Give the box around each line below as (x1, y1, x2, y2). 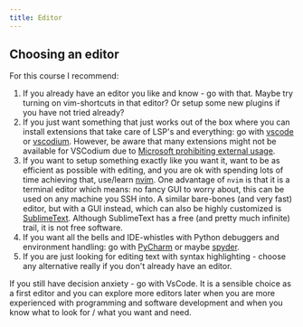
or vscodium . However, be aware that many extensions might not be (22, 136, 277, 147)
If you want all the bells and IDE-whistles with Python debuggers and (22, 232, 280, 243)
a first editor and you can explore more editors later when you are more (9, 288, 276, 299)
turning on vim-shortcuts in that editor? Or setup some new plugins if (22, 98, 280, 108)
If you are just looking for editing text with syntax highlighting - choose (22, 251, 287, 262)
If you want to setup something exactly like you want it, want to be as (22, 155, 280, 166)
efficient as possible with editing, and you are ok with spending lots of (22, 164, 284, 176)
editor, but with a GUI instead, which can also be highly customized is (22, 203, 282, 214)
